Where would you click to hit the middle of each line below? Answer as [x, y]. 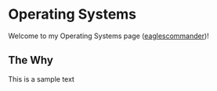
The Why [31, 60]
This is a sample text [41, 79]
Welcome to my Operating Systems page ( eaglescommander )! [108, 36]
